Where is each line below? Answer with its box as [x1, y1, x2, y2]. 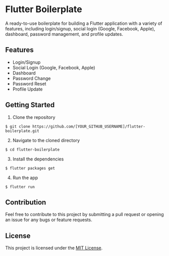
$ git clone [5, 124, 30, 129]
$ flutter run [5, 184, 35, 189]
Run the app [12, 175, 38, 181]
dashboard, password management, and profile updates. [5, 31, 124, 37]
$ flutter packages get [5, 165, 55, 170]
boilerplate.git [5, 128, 39, 134]
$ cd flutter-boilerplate [5, 147, 60, 152]
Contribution [5, 198, 46, 206]
